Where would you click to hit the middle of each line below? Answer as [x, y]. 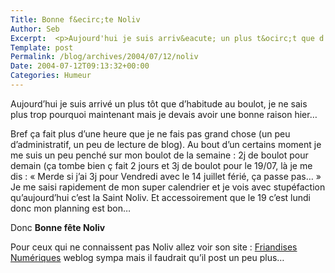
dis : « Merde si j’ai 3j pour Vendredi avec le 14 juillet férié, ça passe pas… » [166, 176]
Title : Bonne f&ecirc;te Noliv [75, 19]
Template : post [42, 47]
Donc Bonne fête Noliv [58, 227]
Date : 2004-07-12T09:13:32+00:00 [80, 66]
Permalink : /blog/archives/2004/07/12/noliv [104, 57]
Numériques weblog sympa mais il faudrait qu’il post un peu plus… [147, 257]
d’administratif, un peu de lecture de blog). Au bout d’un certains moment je [166, 144]
